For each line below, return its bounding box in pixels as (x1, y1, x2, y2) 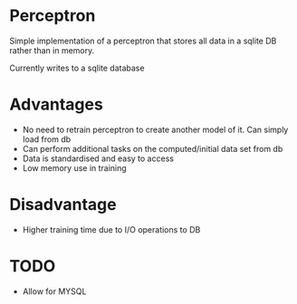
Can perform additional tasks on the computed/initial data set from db (22, 143, 283, 154)
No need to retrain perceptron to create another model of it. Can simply (22, 124, 289, 135)
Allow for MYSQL (22, 286, 87, 297)
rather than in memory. (9, 44, 95, 55)
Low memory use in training (22, 162, 127, 173)
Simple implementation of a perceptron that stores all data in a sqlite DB (9, 35, 277, 46)
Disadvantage (9, 195, 117, 215)
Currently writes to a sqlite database (9, 62, 145, 73)
